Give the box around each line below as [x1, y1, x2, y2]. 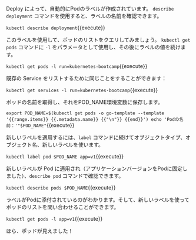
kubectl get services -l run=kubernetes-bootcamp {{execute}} [6, 87, 158, 93]
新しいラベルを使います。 [42, 141, 104, 148]
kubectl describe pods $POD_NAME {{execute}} [6, 184, 116, 191]
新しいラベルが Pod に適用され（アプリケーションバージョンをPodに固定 [6, 165, 182, 172]
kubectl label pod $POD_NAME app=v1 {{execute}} [6, 153, 124, 160]
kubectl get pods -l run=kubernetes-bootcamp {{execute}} [6, 63, 148, 69]
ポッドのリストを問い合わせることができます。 [6, 204, 119, 210]
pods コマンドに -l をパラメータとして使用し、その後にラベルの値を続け [6, 43, 181, 50]
